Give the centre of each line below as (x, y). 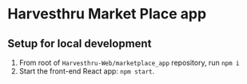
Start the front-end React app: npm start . (87, 71)
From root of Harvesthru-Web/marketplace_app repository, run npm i (129, 62)
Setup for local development (80, 44)
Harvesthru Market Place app (107, 14)
